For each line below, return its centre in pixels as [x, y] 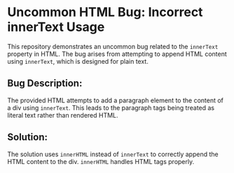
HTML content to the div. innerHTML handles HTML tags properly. [101, 161]
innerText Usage [56, 27]
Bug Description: [45, 84]
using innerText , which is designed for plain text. [78, 61]
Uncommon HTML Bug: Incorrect [105, 12]
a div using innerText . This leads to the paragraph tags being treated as [111, 108]
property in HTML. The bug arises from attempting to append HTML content [117, 54]
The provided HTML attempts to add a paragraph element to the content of [116, 100]
